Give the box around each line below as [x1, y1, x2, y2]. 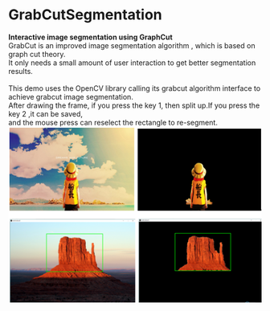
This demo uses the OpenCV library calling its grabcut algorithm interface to [8, 83, 261, 93]
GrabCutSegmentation [8, 6, 162, 24]
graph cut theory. [8, 49, 66, 59]
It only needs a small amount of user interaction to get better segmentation [8, 58, 256, 68]
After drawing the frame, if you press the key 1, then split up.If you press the [8, 100, 260, 110]
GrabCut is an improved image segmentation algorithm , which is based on [8, 40, 256, 50]
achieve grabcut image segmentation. [8, 92, 134, 101]
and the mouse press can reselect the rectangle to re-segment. [8, 117, 219, 127]
